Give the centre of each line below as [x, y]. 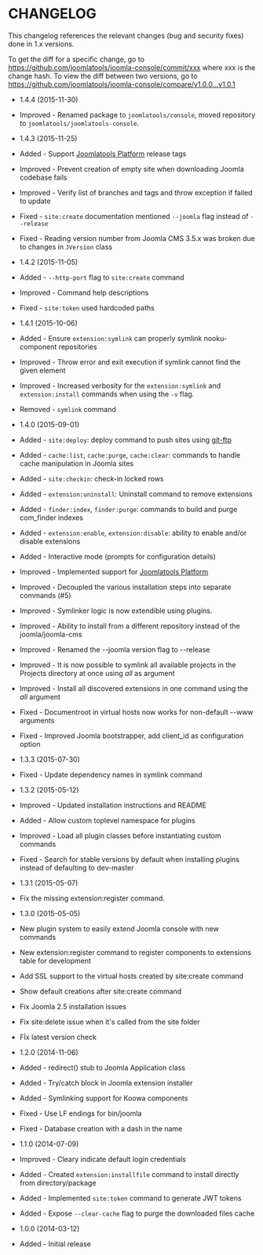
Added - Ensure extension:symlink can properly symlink [111, 338]
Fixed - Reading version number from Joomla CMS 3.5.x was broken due [137, 238]
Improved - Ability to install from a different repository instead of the [130, 626]
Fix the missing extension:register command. [92, 898]
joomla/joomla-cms [51, 634]
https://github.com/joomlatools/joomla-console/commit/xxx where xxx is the [132, 67]
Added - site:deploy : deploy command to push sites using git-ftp [125, 440]
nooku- [216, 338]
